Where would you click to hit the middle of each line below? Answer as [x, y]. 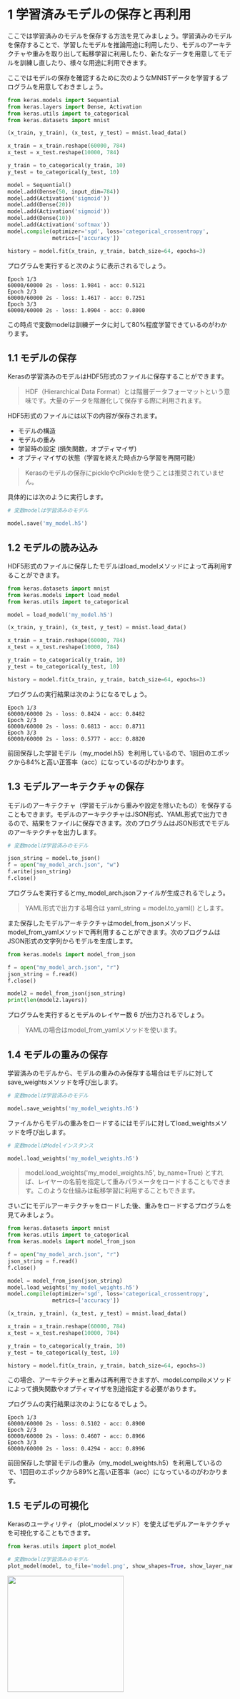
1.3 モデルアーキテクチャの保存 [76, 787]
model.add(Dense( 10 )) [40, 219]
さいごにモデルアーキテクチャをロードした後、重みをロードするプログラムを [120, 1206]
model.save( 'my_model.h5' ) [47, 523]
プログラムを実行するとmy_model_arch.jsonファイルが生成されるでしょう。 [119, 893]
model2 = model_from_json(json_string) [67, 993]
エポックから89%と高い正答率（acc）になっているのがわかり [131, 1472]
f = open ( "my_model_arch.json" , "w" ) [64, 865]
